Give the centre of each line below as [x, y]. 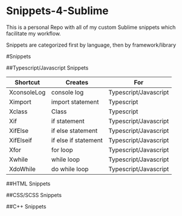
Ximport [20, 102]
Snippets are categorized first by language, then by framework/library [91, 45]
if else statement [74, 130]
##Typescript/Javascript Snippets [47, 68]
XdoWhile [22, 169]
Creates [77, 82]
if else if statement [77, 140]
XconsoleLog [27, 92]
